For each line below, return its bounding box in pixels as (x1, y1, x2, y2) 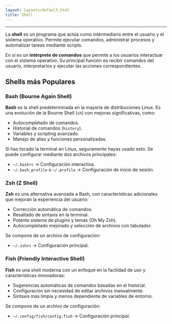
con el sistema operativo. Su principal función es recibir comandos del (5, 57, 154, 63)
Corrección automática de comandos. (12, 206, 93, 213)
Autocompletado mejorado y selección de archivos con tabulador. (12, 223, 152, 229)
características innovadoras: (5, 272, 66, 279)
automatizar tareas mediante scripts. (5, 42, 83, 48)
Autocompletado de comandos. (12, 120, 79, 126)
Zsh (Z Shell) (5, 179, 38, 187)
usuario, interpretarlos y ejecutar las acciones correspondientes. (5, 62, 142, 69)
